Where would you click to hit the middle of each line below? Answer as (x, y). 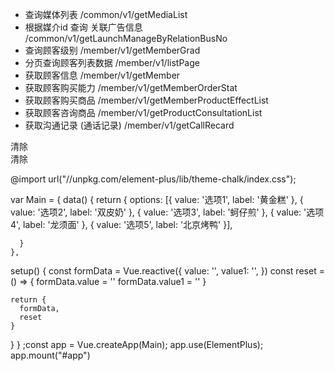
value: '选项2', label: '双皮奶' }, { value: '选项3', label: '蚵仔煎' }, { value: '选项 (167, 212)
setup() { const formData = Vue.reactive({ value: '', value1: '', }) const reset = (167, 271)
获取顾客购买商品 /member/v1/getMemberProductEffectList (146, 100)
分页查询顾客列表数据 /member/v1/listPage (112, 62)
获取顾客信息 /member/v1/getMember (102, 75)
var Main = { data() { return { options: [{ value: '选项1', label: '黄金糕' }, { (157, 199)
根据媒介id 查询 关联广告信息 (83, 27)
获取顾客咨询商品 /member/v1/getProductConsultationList (143, 112)
